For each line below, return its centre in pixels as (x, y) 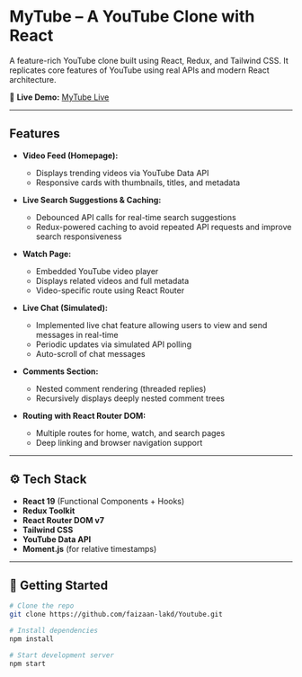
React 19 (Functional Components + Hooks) (103, 501)
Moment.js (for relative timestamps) (89, 548)
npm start (28, 664)
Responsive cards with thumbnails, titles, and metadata (138, 183)
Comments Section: (60, 371)
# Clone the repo (42, 606)
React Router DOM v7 (63, 520)
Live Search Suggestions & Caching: (92, 200)
